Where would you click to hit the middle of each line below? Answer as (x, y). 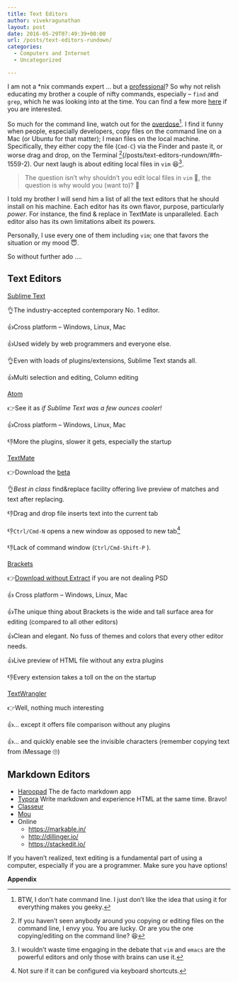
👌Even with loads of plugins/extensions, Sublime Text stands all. (102, 360)
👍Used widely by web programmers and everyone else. (89, 344)
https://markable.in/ (57, 829)
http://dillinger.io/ (53, 836)
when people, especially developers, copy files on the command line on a (114, 131)
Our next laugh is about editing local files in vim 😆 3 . (108, 163)
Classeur (30, 806)
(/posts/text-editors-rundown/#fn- (172, 155)
